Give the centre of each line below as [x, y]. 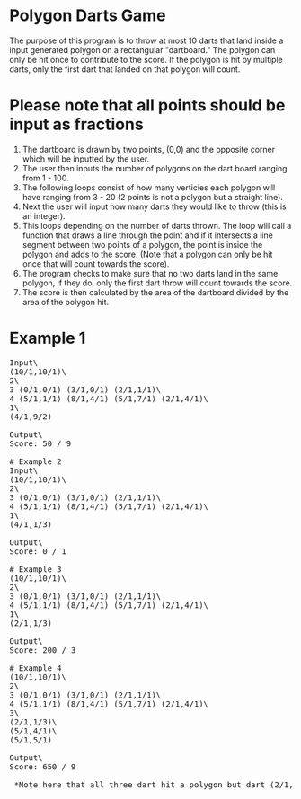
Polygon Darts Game [88, 16]
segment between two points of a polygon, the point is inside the [142, 244]
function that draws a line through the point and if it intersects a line [148, 235]
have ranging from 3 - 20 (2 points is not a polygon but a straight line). [152, 197]
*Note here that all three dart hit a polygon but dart [140, 785]
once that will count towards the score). [96, 263]
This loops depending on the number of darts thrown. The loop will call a [157, 225]
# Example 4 [35, 668]
